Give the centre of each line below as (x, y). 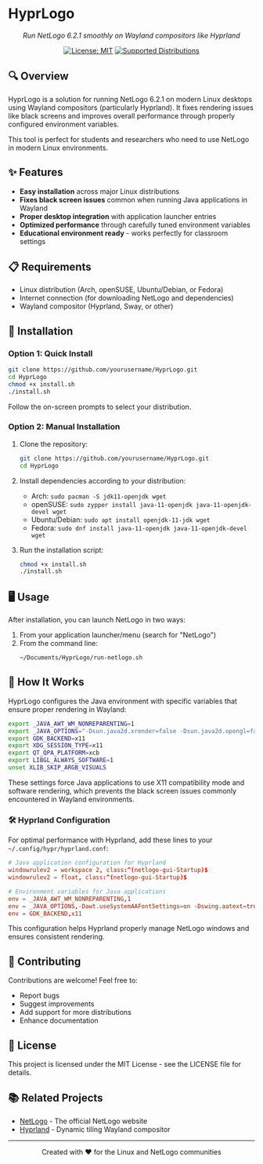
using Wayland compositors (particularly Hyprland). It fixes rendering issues (131, 108)
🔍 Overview (38, 77)
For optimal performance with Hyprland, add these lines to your (110, 840)
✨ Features (36, 172)
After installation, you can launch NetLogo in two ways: (97, 620)
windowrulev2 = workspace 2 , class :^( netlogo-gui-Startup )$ (108, 870)
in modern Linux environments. (58, 148)
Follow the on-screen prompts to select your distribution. (100, 407)
